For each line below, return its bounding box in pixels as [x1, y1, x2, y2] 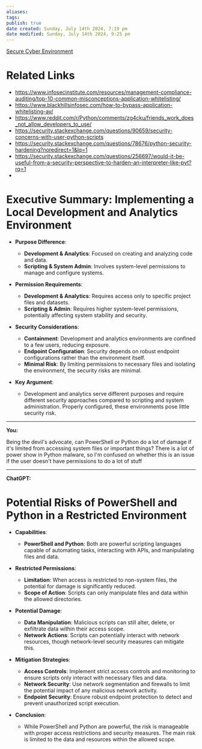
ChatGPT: [6, 475, 31, 482]
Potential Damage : [14, 607, 62, 614]
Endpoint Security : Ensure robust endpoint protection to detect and [23, 693, 192, 700]
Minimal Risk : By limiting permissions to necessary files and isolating [23, 360, 195, 368]
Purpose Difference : [14, 238, 67, 245]
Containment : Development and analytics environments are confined [23, 335, 196, 342]
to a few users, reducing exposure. [23, 341, 111, 348]
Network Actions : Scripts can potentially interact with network [23, 631, 180, 638]
